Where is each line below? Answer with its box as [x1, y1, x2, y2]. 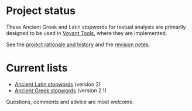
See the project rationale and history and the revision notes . [6, 41, 150, 48]
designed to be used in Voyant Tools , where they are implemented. [6, 29, 167, 36]
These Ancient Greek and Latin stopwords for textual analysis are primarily [6, 23, 186, 30]
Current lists [6, 61, 68, 75]
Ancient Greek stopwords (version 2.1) [14, 86, 107, 94]
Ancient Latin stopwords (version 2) [14, 81, 101, 88]
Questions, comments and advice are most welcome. [6, 98, 135, 105]
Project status [6, 4, 76, 18]
